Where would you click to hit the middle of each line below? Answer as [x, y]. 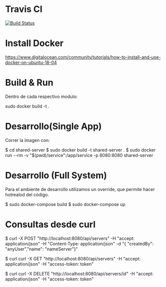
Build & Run [29, 83]
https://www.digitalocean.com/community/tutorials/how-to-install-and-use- [83, 57]
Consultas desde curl [50, 224]
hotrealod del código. [27, 194]
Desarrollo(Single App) [54, 126]
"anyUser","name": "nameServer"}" [42, 249]
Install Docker [34, 43]
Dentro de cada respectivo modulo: [42, 96]
